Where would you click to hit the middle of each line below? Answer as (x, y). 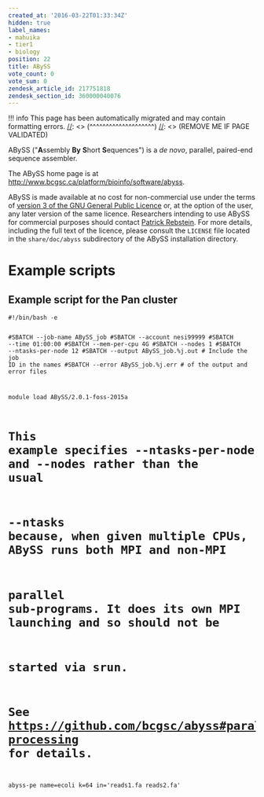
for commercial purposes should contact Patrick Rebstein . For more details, (130, 222)
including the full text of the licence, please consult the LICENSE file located (129, 231)
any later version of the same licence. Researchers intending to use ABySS (129, 214)
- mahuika (24, 37)
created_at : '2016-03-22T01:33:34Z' (68, 15)
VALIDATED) (28, 135)
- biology (24, 52)
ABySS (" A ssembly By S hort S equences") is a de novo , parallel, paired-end (130, 150)
